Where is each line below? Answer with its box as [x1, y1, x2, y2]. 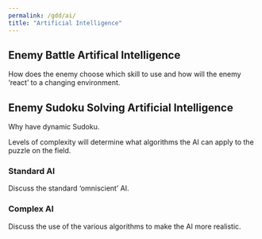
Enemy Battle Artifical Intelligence [8, 48, 181, 62]
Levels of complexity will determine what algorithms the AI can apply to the [8, 137, 254, 147]
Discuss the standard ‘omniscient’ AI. [8, 183, 129, 193]
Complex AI [8, 203, 54, 214]
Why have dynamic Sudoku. [8, 122, 100, 132]
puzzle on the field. [8, 146, 71, 156]
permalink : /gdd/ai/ [8, 11, 77, 20]
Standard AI [8, 166, 56, 177]
